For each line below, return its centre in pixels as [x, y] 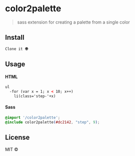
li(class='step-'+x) [35, 96]
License [17, 138]
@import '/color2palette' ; [33, 118]
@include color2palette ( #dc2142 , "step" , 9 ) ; [52, 122]
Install [15, 38]
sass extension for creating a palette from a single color [73, 22]
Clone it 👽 [17, 49]
